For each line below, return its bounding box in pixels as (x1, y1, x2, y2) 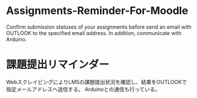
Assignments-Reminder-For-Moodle (6, 4, 188, 17)
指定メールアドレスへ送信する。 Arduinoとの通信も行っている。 (6, 86, 161, 93)
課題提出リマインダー (6, 58, 110, 71)
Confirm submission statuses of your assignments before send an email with (6, 23, 192, 30)
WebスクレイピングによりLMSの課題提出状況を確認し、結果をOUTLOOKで (6, 78, 187, 85)
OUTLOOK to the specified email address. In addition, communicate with (6, 29, 182, 36)
